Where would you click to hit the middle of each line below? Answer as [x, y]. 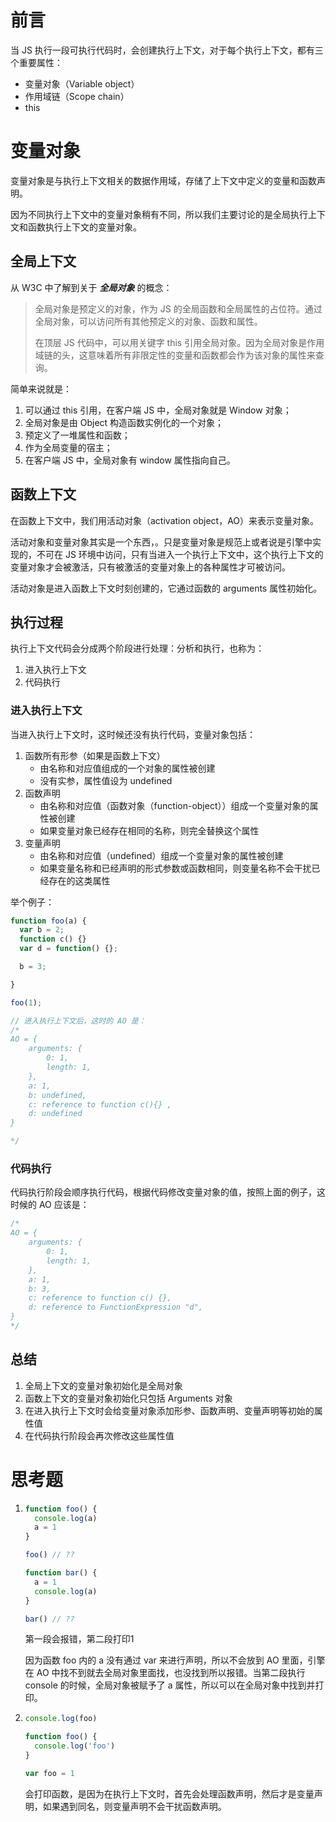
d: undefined [55, 1114]
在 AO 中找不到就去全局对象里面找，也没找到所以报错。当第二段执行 [165, 1673]
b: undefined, [57, 1095]
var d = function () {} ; [68, 949]
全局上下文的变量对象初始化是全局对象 [103, 1385]
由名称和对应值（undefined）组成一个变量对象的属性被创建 [161, 855]
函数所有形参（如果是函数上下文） [95, 755]
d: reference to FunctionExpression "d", [115, 1307]
